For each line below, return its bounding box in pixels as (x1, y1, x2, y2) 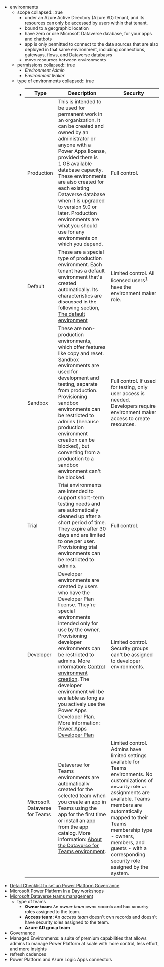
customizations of (111, 777, 153, 784)
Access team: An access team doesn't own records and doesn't (24, 914, 157, 920)
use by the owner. (58, 626, 100, 633)
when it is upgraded (58, 197, 105, 204)
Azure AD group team (24, 925, 70, 930)
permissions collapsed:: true (17, 62, 75, 68)
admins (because (58, 418, 99, 424)
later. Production (58, 210, 97, 216)
